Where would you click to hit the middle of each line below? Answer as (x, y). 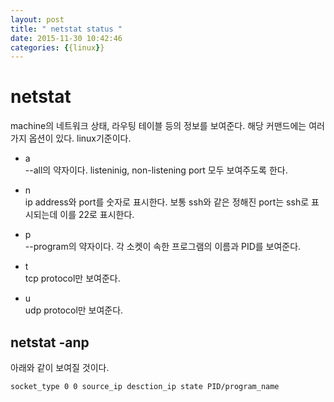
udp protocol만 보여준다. (74, 310)
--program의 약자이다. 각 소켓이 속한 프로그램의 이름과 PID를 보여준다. (163, 247)
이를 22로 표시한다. (97, 215)
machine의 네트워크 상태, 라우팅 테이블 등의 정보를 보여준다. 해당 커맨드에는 (158, 126)
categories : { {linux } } (57, 47)
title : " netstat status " (66, 29)
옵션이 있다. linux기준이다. (80, 138)
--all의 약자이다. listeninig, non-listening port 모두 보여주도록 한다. (156, 170)
